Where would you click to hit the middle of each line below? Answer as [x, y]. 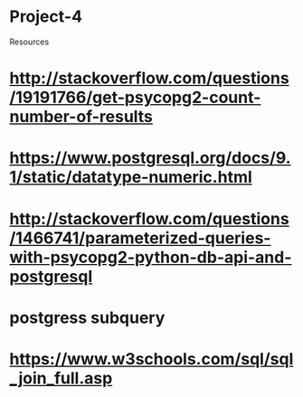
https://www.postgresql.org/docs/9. [150, 158]
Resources [29, 42]
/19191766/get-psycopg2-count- [135, 98]
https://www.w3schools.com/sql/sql [151, 359]
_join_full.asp [61, 378]
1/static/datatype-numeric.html [131, 177]
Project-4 [46, 17]
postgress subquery [87, 317]
